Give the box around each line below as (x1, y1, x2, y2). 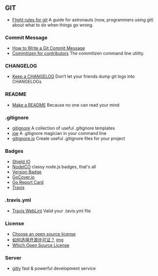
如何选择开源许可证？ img (12, 237, 64, 242)
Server (5, 254, 22, 261)
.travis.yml (5, 197, 32, 203)
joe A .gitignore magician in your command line (12, 130, 107, 136)
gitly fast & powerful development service (12, 265, 96, 272)
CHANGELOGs (12, 79, 42, 85)
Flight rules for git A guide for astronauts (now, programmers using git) (12, 17, 154, 22)
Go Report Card (12, 180, 44, 185)
